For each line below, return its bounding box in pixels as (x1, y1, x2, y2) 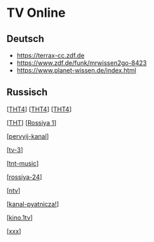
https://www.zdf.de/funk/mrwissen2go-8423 (16, 59, 148, 67)
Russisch (6, 86, 48, 99)
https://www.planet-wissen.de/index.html (16, 66, 136, 74)
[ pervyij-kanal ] (6, 131, 50, 141)
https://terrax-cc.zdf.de (16, 51, 85, 59)
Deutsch (6, 33, 45, 45)
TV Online (6, 5, 66, 21)
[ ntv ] (6, 186, 21, 194)
